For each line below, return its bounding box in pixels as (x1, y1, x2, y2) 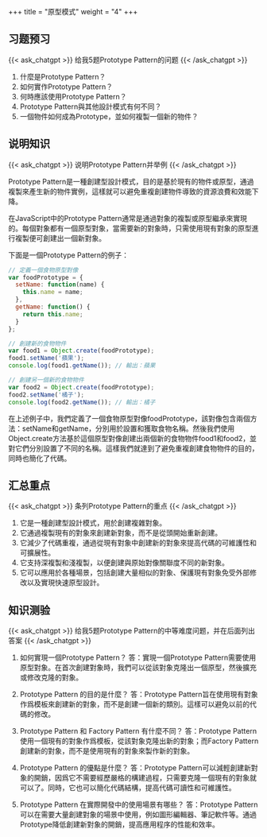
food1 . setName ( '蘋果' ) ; (8, 355, 85, 362)
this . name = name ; (22, 289, 83, 296)
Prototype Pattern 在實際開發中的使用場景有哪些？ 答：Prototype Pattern (19, 800, 258, 809)
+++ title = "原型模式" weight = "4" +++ (8, 7, 138, 16)
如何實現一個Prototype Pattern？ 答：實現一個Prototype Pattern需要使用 (19, 653, 257, 662)
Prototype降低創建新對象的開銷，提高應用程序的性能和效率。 (19, 820, 220, 829)
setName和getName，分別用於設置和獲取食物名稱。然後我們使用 (21, 424, 235, 433)
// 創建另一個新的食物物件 (8, 376, 85, 384)
